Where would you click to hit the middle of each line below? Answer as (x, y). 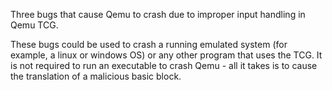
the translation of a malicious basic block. (96, 76)
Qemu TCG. (34, 25)
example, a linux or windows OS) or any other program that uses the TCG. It (166, 55)
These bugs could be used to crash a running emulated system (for (149, 44)
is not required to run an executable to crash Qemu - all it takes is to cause (164, 65)
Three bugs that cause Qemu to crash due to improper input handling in (158, 14)
